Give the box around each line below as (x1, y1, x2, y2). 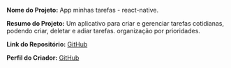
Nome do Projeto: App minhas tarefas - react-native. (6, 6, 158, 14)
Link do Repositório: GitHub (6, 40, 88, 48)
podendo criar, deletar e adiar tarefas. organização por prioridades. (6, 27, 200, 35)
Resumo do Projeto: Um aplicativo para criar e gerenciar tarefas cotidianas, (6, 19, 225, 27)
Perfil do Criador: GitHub (6, 53, 80, 62)
